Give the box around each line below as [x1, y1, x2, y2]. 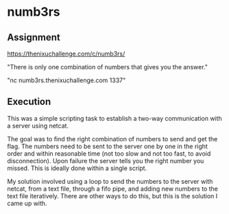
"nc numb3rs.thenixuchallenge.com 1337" [7, 76, 126, 84]
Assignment [7, 32, 60, 43]
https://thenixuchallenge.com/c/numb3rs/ [7, 49, 125, 58]
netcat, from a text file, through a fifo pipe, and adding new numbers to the [7, 185, 218, 193]
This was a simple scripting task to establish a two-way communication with [7, 114, 223, 122]
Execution [7, 96, 51, 108]
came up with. [7, 199, 47, 207]
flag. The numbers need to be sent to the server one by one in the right [7, 142, 208, 150]
